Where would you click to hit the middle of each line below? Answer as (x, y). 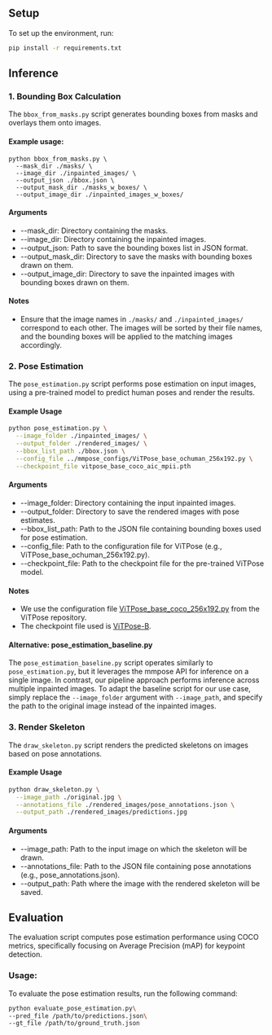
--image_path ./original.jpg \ (69, 797)
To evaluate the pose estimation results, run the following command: (123, 993)
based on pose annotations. (55, 753)
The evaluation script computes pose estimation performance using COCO (134, 937)
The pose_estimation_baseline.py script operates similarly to (111, 663)
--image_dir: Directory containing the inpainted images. (113, 239)
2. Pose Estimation (46, 366)
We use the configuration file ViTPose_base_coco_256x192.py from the (140, 609)
